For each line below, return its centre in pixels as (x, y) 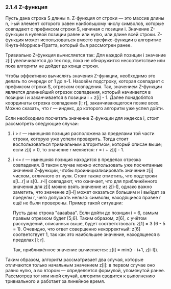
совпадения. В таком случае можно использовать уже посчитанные (88, 165)
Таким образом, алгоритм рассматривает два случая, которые (75, 260)
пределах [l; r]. (29, 240)
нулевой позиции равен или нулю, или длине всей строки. (93, 35)
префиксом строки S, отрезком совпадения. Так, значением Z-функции (84, 87)
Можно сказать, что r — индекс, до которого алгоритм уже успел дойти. (85, 109)
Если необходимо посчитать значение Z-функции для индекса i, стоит (82, 118)
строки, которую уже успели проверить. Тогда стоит (70, 139)
